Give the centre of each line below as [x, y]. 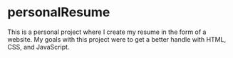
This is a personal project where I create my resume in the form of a [107, 32]
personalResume [59, 12]
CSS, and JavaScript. [38, 47]
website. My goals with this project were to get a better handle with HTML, [117, 39]
